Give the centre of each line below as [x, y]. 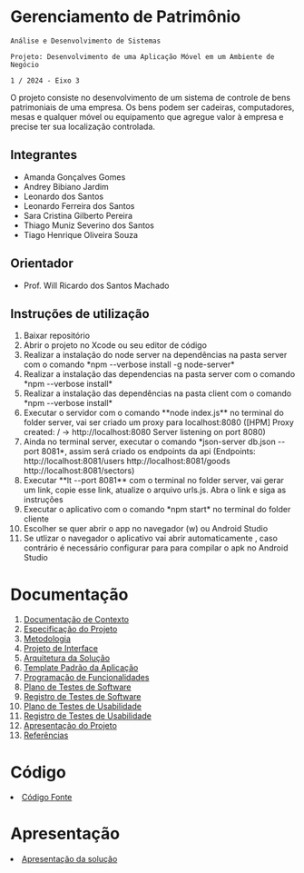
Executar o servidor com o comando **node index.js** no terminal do [153, 413]
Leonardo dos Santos [63, 196]
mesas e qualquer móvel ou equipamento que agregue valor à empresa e [147, 116]
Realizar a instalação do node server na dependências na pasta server [155, 355]
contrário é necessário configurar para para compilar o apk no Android [156, 548]
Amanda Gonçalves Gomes [74, 177]
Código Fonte [47, 798]
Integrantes [44, 155]
